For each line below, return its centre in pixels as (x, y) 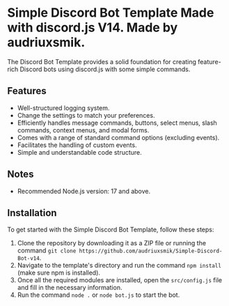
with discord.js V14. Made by (93, 28)
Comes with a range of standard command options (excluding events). (118, 137)
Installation (32, 213)
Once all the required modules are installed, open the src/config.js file (120, 280)
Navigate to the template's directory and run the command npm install (119, 266)
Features (27, 91)
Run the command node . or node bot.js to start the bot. (98, 295)
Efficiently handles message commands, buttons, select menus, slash (117, 123)
